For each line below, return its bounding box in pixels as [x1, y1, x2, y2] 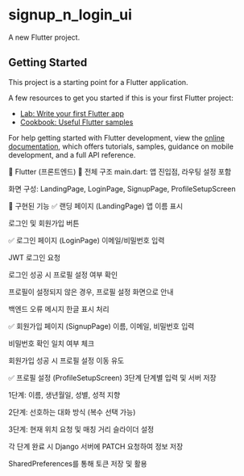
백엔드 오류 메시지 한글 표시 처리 [8, 304, 110, 314]
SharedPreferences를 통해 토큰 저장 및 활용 [8, 458, 147, 468]
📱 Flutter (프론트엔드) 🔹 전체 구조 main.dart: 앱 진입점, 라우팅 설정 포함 [8, 166, 232, 176]
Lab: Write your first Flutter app [19, 108, 125, 118]
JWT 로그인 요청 [8, 252, 61, 262]
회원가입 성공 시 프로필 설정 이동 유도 [8, 356, 125, 365]
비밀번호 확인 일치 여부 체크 [8, 338, 95, 348]
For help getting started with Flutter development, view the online [8, 133, 225, 142]
